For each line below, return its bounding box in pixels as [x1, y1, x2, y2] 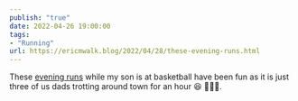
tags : [9, 30, 30, 39]
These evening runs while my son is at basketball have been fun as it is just [9, 71, 290, 82]
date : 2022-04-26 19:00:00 [9, 22, 111, 31]
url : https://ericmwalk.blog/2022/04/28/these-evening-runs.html [9, 47, 260, 56]
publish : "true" [9, 13, 70, 23]
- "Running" [9, 38, 54, 48]
